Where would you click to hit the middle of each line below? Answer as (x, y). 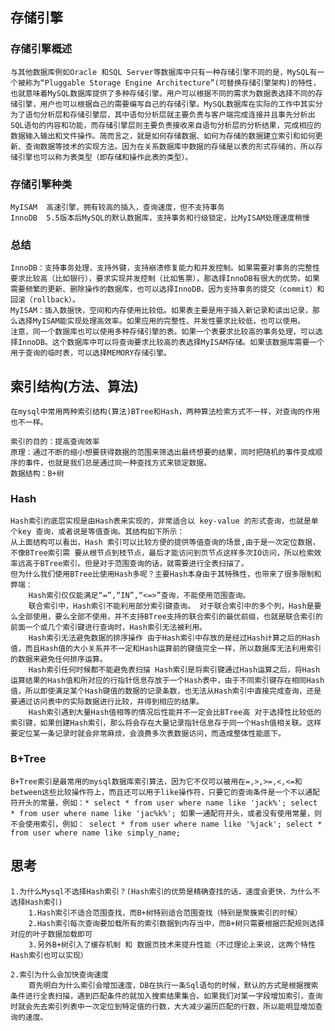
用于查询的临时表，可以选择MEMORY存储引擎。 (91, 353)
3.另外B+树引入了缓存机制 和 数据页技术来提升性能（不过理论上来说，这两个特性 (172, 944)
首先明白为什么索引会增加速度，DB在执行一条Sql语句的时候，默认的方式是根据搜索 (173, 985)
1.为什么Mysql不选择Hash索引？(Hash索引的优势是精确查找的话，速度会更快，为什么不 (165, 891)
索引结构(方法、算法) (74, 386)
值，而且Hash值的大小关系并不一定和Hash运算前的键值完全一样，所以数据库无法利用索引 (166, 649)
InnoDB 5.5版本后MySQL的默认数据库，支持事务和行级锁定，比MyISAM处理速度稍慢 (160, 218)
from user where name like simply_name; (96, 833)
